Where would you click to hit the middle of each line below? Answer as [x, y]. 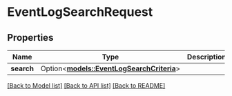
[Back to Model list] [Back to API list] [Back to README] [86, 86]
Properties [30, 38]
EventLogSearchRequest [80, 12]
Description [206, 57]
